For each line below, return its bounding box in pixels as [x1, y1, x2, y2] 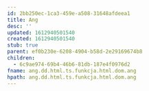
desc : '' [7, 23, 32, 29]
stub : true [7, 42, 38, 49]
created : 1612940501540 [7, 36, 76, 42]
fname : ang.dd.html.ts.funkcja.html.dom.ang [7, 67, 137, 74]
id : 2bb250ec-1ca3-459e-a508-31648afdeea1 [7, 10, 130, 17]
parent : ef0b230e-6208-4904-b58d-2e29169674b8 [7, 49, 143, 55]
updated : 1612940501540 [7, 29, 76, 36]
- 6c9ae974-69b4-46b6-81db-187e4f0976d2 [13, 61, 130, 68]
